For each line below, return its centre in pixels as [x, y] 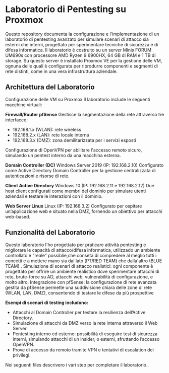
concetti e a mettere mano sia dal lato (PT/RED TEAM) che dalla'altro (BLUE [84, 261]
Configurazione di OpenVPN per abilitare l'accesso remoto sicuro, [74, 150]
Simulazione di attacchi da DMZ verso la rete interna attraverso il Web [85, 323]
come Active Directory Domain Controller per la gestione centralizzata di [80, 170]
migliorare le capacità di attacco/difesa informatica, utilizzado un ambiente [83, 250]
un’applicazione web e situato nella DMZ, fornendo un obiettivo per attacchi [84, 211]
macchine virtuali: [24, 105]
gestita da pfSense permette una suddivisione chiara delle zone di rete [79, 287]
